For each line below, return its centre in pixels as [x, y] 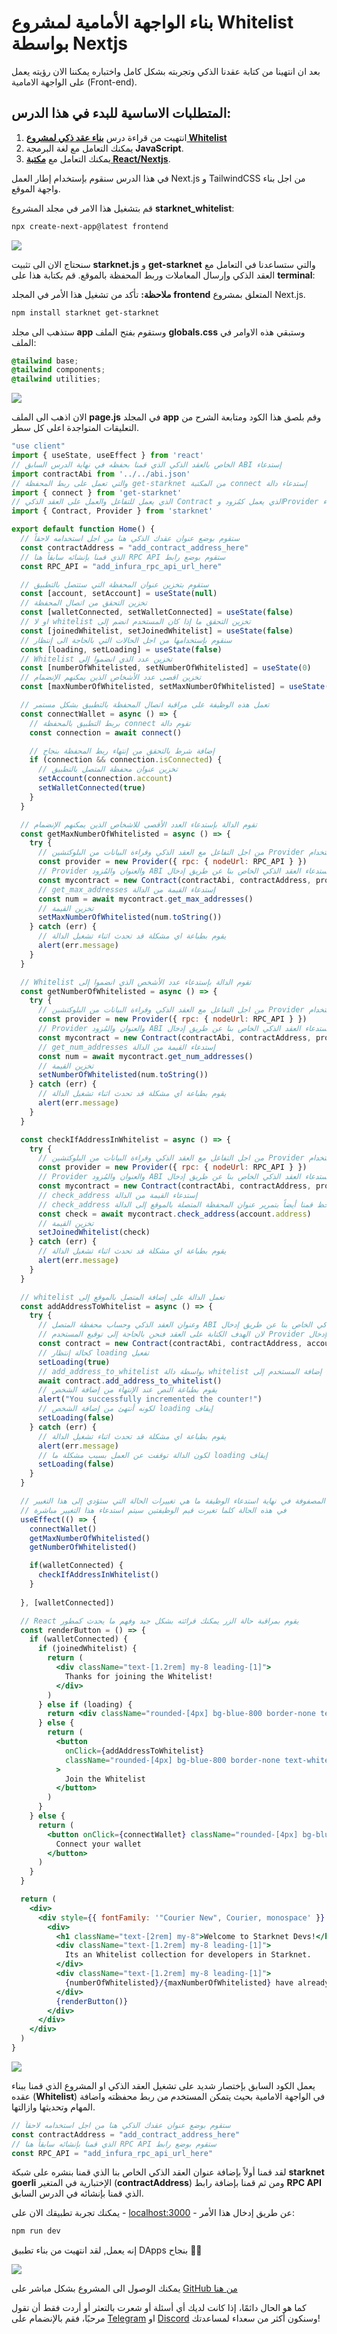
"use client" [38, 446]
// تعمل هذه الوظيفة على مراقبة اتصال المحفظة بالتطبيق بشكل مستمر [145, 705]
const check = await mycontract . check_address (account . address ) [174, 1214]
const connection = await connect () [106, 732]
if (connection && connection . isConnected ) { [126, 760]
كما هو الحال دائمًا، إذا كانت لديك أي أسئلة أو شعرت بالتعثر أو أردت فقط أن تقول [159, 2308]
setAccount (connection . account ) [105, 779]
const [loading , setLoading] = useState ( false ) [121, 649]
